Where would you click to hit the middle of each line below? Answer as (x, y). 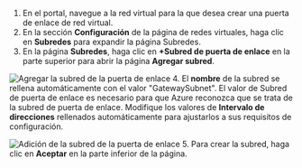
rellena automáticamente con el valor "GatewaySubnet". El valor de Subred (148, 88)
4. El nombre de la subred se (226, 79)
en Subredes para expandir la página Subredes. (111, 42)
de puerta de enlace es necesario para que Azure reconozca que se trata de (151, 98)
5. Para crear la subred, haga (236, 144)
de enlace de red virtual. (68, 23)
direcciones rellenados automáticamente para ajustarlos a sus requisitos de (151, 117)
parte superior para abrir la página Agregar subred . (118, 61)
